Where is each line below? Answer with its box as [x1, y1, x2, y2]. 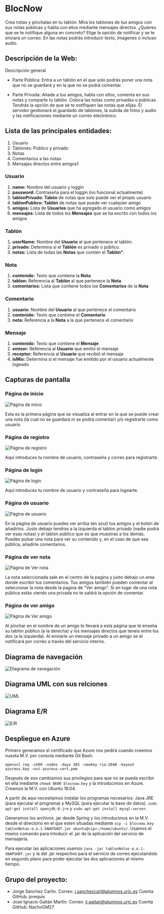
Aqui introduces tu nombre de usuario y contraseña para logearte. [5, 487, 139, 493]
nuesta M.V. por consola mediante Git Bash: [5, 753, 94, 759]
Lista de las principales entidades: [5, 127, 112, 135]
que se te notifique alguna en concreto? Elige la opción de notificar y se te [5, 29, 155, 35]
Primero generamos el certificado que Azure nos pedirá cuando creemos [5, 747, 153, 753]
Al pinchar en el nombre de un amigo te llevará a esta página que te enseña [5, 623, 158, 629]
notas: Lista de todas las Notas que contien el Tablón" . [12, 249, 125, 256]
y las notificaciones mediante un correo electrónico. [12, 113, 117, 118]
